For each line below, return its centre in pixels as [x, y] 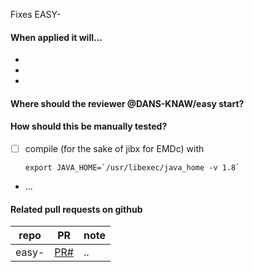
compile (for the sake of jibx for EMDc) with [114, 148]
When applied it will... [56, 37]
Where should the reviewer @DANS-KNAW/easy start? [127, 103]
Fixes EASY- [36, 14]
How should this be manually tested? [89, 126]
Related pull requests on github [76, 209]
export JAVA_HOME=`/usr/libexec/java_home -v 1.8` [132, 168]
